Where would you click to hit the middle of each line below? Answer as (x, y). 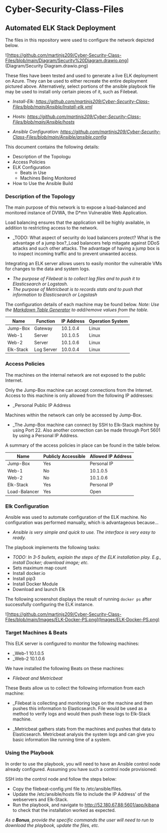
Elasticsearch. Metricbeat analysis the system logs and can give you (83, 734)
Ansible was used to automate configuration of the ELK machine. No (76, 517)
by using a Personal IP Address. (46, 435)
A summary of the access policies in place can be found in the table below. (83, 445)
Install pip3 (24, 579)
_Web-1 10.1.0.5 (28, 653)
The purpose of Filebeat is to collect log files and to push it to (76, 279)
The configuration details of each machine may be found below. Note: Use (82, 305)
